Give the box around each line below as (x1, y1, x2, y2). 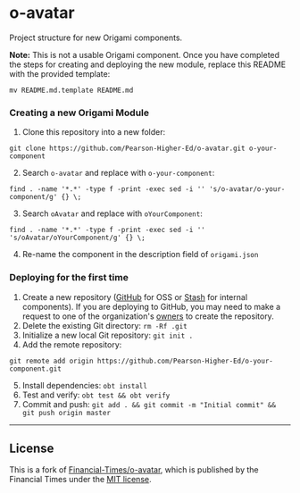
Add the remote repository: (21, 338, 122, 350)
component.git (9, 364, 62, 373)
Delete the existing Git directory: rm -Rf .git (21, 320, 187, 330)
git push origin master (21, 408, 112, 417)
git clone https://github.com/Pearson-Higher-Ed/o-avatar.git (9, 144, 246, 154)
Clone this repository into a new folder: (21, 127, 166, 138)
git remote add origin (9, 356, 94, 365)
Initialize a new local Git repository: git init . (21, 330, 194, 340)
